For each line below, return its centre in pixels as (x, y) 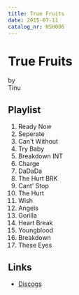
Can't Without (38, 142)
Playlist (24, 110)
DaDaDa (30, 171)
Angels (28, 208)
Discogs (30, 284)
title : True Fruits (36, 14)
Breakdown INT (41, 156)
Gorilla (28, 215)
